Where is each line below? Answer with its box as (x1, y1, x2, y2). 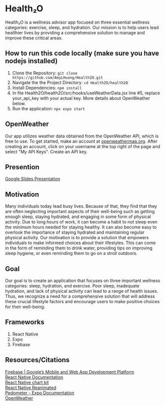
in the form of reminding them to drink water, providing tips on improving (5, 245, 153, 251)
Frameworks (5, 318, 45, 326)
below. (12, 100, 26, 106)
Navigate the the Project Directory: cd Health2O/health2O (12, 79, 128, 85)
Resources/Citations (5, 356, 70, 364)
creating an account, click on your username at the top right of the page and (5, 143, 160, 149)
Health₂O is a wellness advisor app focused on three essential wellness (5, 19, 150, 25)
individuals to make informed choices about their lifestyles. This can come (5, 240, 156, 246)
